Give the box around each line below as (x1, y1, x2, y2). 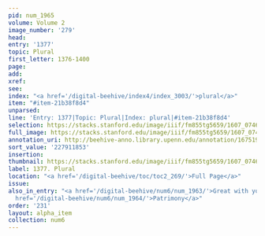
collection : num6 (8, 216, 65, 224)
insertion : (8, 150, 44, 158)
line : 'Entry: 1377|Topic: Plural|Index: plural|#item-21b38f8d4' (8, 114, 231, 122)
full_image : (8, 128, 47, 136)
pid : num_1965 (8, 11, 55, 20)
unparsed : (8, 107, 41, 115)
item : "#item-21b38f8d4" (8, 99, 90, 107)
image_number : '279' (8, 26, 77, 34)
